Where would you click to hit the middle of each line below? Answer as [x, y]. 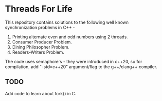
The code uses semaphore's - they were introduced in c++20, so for [74, 61]
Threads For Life [39, 9]
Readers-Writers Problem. [38, 52]
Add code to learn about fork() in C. [41, 93]
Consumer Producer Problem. [42, 42]
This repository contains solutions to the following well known [67, 22]
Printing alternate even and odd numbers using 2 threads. [70, 37]
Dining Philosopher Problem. [41, 47]
